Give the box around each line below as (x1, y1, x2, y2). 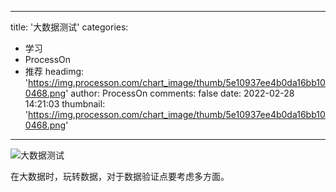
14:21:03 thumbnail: (24, 98, 106, 110)
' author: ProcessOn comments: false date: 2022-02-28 (65, 87, 295, 99)
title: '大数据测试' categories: (10, 21, 129, 33)
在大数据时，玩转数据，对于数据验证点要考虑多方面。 (10, 171, 230, 182)
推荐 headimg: (24, 66, 85, 77)
